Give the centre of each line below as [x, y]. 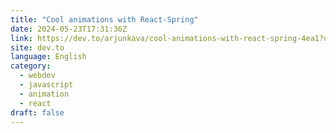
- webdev [37, 76]
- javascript [46, 85]
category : [31, 66]
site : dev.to [37, 47]
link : [21, 38]
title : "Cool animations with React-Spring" [104, 19]
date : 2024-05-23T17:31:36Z [69, 29]
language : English [48, 57]
